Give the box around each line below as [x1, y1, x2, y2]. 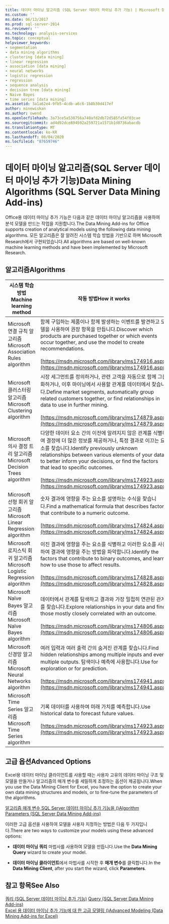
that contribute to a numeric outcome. [40, 509, 130, 516]
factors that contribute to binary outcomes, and [40, 555, 152, 562]
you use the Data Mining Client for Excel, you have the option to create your [5, 783, 162, 789]
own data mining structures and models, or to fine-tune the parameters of [5, 789, 158, 795]
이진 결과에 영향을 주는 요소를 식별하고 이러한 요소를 [40, 541, 157, 548]
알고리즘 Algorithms [5, 266, 65, 274]
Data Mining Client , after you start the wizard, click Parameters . [12, 865, 146, 871]
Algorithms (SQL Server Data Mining [5, 186, 160, 198]
